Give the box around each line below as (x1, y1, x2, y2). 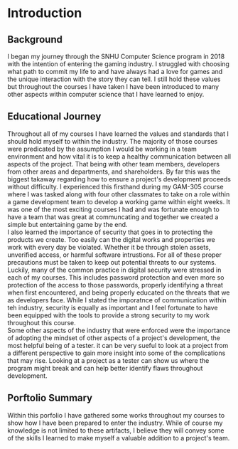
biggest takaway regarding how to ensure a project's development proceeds (7, 174, 231, 183)
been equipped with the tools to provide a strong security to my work (7, 311, 210, 319)
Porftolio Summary (7, 392, 93, 404)
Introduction (7, 5, 82, 21)
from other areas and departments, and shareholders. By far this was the (7, 167, 221, 176)
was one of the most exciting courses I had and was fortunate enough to (7, 205, 220, 213)
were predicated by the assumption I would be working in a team (7, 144, 198, 153)
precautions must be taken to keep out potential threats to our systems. (7, 258, 217, 266)
